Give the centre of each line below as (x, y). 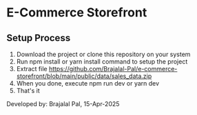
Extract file (32, 69)
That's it (28, 91)
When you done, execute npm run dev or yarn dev (88, 83)
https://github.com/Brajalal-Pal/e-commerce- (113, 69)
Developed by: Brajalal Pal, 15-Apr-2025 (63, 104)
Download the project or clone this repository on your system (103, 54)
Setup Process (39, 38)
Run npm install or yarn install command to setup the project (102, 62)
